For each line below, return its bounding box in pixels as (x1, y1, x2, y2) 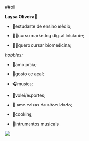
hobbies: (5, 52, 23, 58)
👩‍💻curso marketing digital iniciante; (12, 33, 85, 38)
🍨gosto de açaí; (12, 71, 44, 77)
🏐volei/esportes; (12, 92, 46, 98)
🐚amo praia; (12, 62, 37, 67)
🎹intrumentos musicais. (12, 121, 60, 127)
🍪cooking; (12, 111, 33, 117)
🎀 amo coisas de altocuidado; (12, 102, 72, 107)
